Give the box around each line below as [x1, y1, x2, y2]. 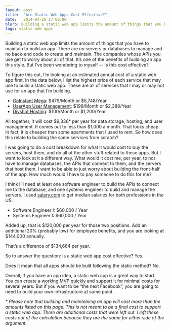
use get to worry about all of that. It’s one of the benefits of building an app [5, 56, 162, 62]
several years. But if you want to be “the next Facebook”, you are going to [5, 283, 159, 289]
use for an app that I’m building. [5, 88, 72, 94]
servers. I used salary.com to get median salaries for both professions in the [5, 192, 164, 198]
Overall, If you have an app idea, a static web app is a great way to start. [5, 273, 156, 279]
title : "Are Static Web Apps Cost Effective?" [5, 12, 108, 17]
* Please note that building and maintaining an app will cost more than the [5, 299, 161, 305]
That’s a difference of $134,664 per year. [5, 243, 91, 249]
